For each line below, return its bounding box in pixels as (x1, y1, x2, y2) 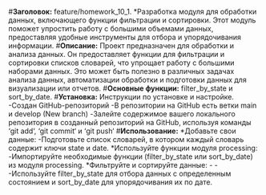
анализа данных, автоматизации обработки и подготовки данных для (8, 75, 247, 84)
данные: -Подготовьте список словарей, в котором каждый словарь (8, 135, 244, 144)
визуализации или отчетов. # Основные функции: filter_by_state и (8, 83, 233, 93)
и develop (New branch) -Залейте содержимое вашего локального (8, 109, 236, 119)
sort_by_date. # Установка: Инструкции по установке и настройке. (8, 92, 235, 101)
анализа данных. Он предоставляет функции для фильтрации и (8, 50, 225, 59)
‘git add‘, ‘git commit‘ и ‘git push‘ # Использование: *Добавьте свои (8, 126, 236, 136)
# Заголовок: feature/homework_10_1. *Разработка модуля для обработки (8, 7, 257, 16)
